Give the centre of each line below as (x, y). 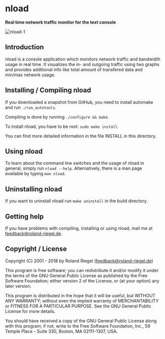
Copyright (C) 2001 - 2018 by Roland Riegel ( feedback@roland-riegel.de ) (79, 261)
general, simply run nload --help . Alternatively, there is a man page (74, 168)
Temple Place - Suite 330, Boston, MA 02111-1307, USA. (62, 331)
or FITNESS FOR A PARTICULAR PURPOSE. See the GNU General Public (78, 306)
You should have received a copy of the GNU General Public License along (81, 321)
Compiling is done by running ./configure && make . (57, 117)
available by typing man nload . (35, 174)
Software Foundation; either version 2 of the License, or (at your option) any (82, 280)
